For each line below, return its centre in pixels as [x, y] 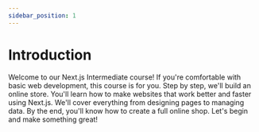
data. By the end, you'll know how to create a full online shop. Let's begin [128, 111]
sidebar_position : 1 [43, 16]
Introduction [50, 54]
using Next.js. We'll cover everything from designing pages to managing [126, 102]
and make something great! [53, 119]
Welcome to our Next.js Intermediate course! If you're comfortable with [125, 77]
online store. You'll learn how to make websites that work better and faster [130, 94]
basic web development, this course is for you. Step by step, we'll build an [130, 85]
